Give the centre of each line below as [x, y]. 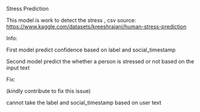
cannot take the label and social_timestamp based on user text [84, 102]
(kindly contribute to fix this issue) [48, 91]
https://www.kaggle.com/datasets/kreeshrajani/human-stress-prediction [96, 27]
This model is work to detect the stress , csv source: [71, 20]
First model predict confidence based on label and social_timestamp [91, 50]
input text [18, 68]
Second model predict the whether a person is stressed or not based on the [100, 61]
